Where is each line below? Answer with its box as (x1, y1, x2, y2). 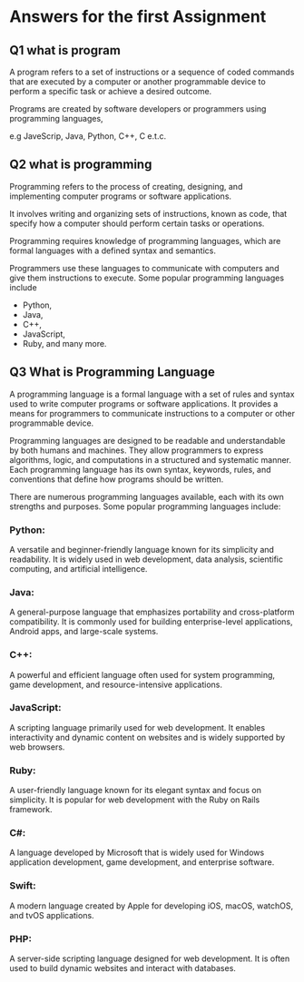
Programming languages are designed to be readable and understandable (9, 435, 286, 446)
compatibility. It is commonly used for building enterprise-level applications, (9, 616, 293, 627)
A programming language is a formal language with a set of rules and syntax (9, 388, 295, 399)
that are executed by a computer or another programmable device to (9, 76, 266, 87)
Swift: (9, 879, 36, 892)
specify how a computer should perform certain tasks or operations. (9, 218, 265, 229)
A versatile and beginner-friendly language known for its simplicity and (9, 544, 275, 555)
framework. (9, 804, 53, 815)
